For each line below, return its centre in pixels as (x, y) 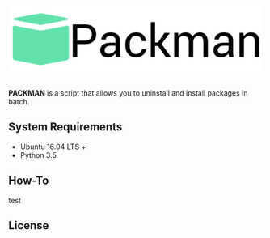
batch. (19, 101)
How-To (29, 181)
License (29, 225)
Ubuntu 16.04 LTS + (53, 147)
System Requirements (65, 127)
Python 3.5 (38, 155)
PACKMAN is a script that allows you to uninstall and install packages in (128, 93)
